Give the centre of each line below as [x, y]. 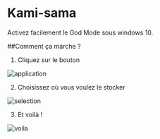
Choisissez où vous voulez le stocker [71, 87]
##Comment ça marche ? [44, 46]
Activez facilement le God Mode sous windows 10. [80, 32]
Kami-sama [42, 13]
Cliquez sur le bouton [49, 60]
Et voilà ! [30, 114]
